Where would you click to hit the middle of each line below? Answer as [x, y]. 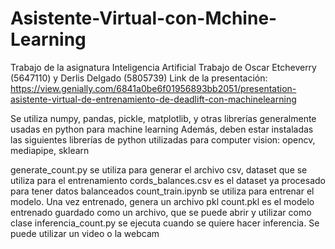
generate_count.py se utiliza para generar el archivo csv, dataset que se [159, 169]
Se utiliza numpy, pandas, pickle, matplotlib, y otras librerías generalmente [163, 118]
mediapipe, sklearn [50, 150]
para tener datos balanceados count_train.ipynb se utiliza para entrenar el [162, 191]
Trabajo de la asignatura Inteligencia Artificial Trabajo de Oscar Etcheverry [163, 67]
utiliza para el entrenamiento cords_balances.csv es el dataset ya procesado [168, 180]
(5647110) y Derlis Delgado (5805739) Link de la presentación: [139, 78]
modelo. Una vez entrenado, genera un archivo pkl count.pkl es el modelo [162, 201]
